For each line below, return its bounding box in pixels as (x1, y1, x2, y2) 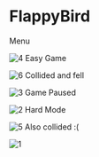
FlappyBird (9, 6, 91, 27)
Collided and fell (25, 69, 85, 81)
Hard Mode (25, 104, 66, 114)
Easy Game (25, 52, 67, 63)
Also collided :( (25, 122, 80, 132)
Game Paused (25, 87, 77, 98)
